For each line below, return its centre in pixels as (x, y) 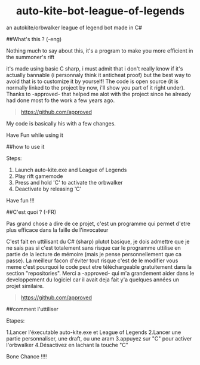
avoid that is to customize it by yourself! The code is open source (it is (93, 81)
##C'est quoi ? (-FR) (31, 212)
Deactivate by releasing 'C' (48, 189)
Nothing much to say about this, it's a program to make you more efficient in (100, 50)
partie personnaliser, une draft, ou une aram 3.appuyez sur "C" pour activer (99, 338)
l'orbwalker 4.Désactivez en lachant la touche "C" (67, 345)
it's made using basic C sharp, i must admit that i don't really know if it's (95, 68)
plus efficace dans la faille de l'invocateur (57, 230)
